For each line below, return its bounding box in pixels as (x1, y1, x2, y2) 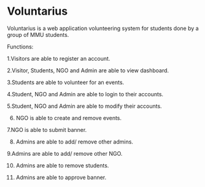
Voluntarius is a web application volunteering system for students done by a (7, 25, 199, 32)
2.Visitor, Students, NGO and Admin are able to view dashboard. (7, 66, 169, 74)
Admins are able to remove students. (15, 161, 109, 169)
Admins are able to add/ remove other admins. (15, 138, 134, 145)
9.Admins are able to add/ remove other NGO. (7, 150, 123, 157)
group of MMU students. (7, 31, 69, 38)
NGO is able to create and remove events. (15, 114, 122, 121)
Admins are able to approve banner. (15, 174, 107, 181)
